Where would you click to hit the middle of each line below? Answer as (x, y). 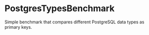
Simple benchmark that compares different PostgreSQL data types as (74, 22)
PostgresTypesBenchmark (60, 9)
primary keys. (18, 27)
